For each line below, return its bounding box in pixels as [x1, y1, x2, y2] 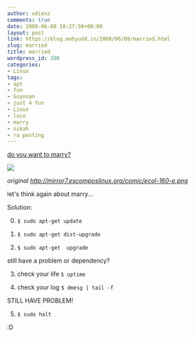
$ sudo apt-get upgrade [16, 245, 89, 252]
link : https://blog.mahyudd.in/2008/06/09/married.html [7, 36, 170, 43]
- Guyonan [7, 94, 36, 100]
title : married [7, 49, 51, 56]
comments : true [7, 17, 51, 23]
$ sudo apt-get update [16, 218, 82, 225]
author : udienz [7, 10, 51, 17]
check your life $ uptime [16, 270, 86, 279]
